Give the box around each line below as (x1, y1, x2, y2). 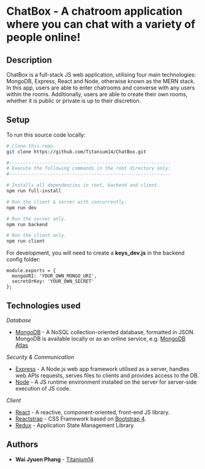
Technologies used (6, 300, 81, 311)
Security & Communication (6, 354, 75, 360)
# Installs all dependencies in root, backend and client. (6, 182, 160, 188)
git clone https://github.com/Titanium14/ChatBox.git (6, 148, 147, 154)
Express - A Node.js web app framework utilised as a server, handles (15, 365, 190, 372)
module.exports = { (6, 268, 56, 274)
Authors (6, 440, 39, 450)
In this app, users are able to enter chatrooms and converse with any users (6, 84, 195, 91)
